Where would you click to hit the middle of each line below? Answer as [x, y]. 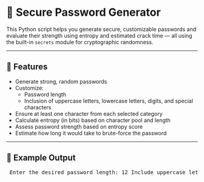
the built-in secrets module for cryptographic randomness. [80, 42]
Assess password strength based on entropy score [79, 126]
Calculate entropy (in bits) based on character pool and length [93, 120]
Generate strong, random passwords [61, 81]
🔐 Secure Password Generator [83, 12]
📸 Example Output [41, 158]
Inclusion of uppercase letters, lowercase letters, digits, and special [108, 101]
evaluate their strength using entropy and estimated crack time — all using [99, 35]
